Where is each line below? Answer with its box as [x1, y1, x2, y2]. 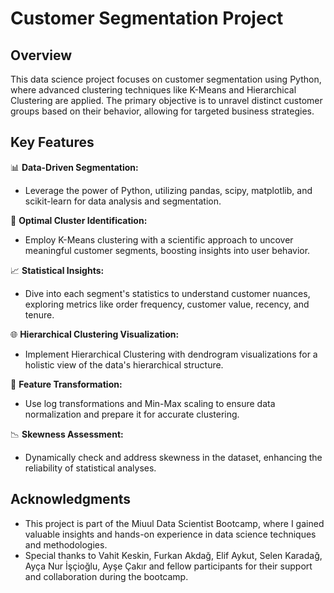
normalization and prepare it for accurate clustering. [24, 408, 240, 420]
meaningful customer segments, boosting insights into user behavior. [24, 244, 311, 256]
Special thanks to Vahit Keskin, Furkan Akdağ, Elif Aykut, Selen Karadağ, [24, 549, 323, 561]
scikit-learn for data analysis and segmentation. [24, 195, 222, 207]
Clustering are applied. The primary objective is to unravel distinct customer [10, 95, 323, 106]
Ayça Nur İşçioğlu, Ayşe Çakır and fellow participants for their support [24, 560, 313, 572]
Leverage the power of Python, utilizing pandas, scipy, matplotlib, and [24, 184, 313, 196]
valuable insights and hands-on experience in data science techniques [24, 528, 317, 540]
